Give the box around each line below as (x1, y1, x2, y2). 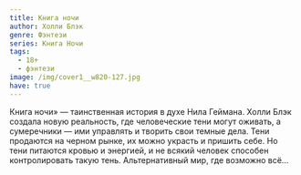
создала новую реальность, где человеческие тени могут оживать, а (9, 116, 281, 127)
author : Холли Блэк (9, 22, 84, 31)
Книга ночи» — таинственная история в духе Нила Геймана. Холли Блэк (9, 106, 292, 117)
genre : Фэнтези (9, 30, 67, 39)
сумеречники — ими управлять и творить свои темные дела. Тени (9, 125, 270, 137)
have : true (9, 81, 51, 90)
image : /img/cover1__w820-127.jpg (9, 73, 141, 82)
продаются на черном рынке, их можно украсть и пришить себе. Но (9, 135, 278, 146)
